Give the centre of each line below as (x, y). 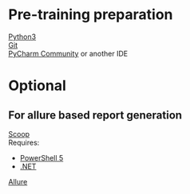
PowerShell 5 (42, 157)
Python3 (22, 37)
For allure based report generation (95, 115)
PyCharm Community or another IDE (68, 53)
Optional (37, 86)
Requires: (24, 142)
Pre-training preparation (91, 15)
